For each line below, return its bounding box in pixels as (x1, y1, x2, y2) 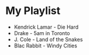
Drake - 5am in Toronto (13, 29, 70, 36)
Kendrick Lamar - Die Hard (13, 23, 79, 30)
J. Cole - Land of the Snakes (13, 36, 83, 43)
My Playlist (5, 4, 61, 18)
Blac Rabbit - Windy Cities (13, 42, 77, 49)
